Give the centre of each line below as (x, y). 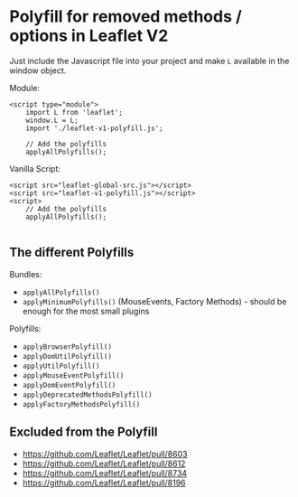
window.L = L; (52, 120)
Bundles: (26, 274)
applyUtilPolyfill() (61, 366)
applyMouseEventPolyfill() (73, 375)
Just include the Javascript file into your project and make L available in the (149, 61)
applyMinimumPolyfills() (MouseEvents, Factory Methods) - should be (154, 301)
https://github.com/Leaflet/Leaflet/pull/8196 (104, 483)
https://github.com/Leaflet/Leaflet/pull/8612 (104, 464)
